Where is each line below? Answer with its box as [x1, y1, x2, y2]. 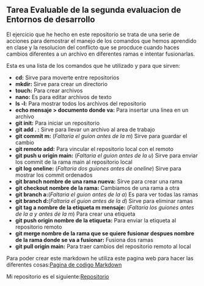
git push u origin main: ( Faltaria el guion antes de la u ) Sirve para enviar [15, 152, 199, 159]
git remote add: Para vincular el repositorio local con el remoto [15, 145, 174, 152]
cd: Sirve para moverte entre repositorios [15, 73, 120, 81]
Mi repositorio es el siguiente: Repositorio [6, 273, 109, 280]
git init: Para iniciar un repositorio [15, 119, 100, 127]
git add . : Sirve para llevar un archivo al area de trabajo [15, 125, 155, 133]
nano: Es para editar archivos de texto [15, 93, 112, 100]
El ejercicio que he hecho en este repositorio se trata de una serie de [6, 31, 180, 38]
